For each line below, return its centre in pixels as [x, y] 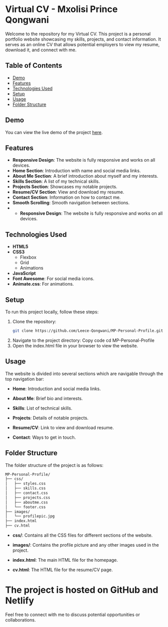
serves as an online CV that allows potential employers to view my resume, [82, 44]
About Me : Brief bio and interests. [48, 398]
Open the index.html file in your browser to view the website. [75, 345]
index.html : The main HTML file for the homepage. [65, 560]
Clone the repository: [34, 322]
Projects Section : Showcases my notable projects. [65, 187]
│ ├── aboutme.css [27, 502]
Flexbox [28, 258]
